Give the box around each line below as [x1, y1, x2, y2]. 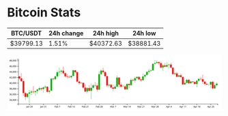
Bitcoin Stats [7, 5, 81, 20]
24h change [48, 29, 84, 38]
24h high [92, 29, 119, 38]
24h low [132, 29, 156, 38]
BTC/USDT [11, 29, 42, 38]
